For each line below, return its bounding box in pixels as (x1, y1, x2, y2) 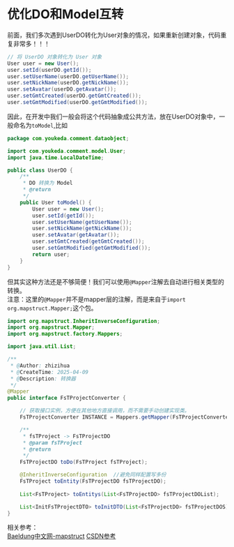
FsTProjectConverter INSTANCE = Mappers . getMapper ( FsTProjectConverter (19, 414, 232, 421)
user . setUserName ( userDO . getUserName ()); (7, 73, 130, 80)
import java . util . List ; (7, 343, 77, 350)
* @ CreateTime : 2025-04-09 (10, 368, 89, 375)
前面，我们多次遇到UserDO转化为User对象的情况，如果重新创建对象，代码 (7, 31, 221, 39)
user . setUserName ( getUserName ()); (32, 218, 132, 225)
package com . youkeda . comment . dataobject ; (7, 135, 130, 142)
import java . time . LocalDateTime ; (7, 154, 104, 161)
